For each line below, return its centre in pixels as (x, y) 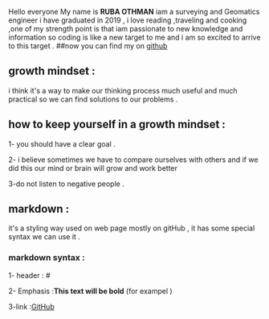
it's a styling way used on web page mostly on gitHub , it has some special (132, 228)
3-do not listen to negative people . (66, 184)
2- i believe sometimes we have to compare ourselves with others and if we (133, 159)
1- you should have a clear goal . (62, 143)
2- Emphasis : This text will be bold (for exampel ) (90, 291)
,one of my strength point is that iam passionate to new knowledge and (126, 29)
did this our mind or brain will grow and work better (93, 168)
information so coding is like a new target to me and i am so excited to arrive (134, 37)
